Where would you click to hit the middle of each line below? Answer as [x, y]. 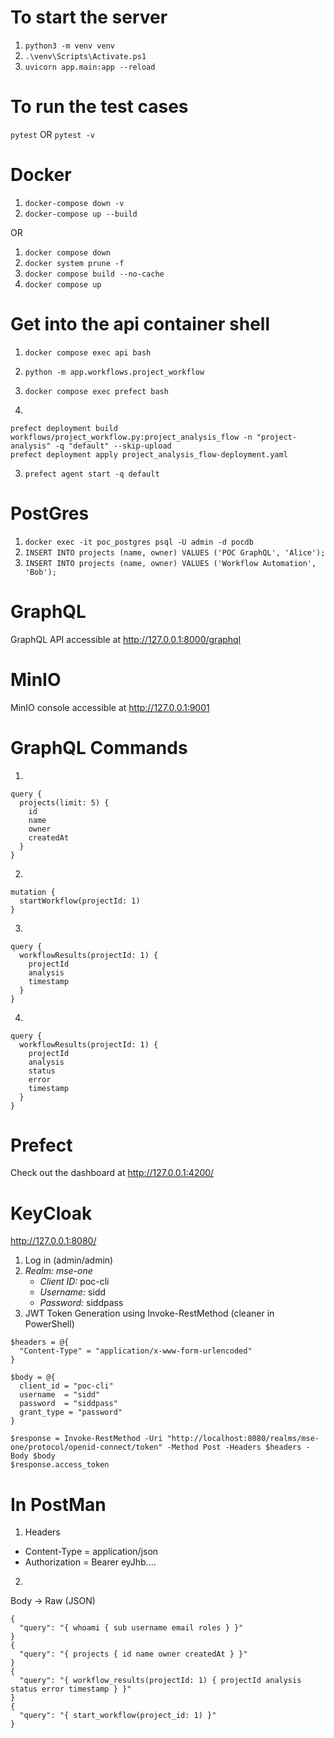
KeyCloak [51, 1213]
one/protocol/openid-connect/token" [86, 1447]
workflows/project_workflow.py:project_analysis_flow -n [131, 437]
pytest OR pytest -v [52, 134]
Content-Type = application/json [91, 1552]
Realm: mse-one [58, 1271]
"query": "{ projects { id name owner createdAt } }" [133, 1654]
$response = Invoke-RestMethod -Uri [86, 1439]
